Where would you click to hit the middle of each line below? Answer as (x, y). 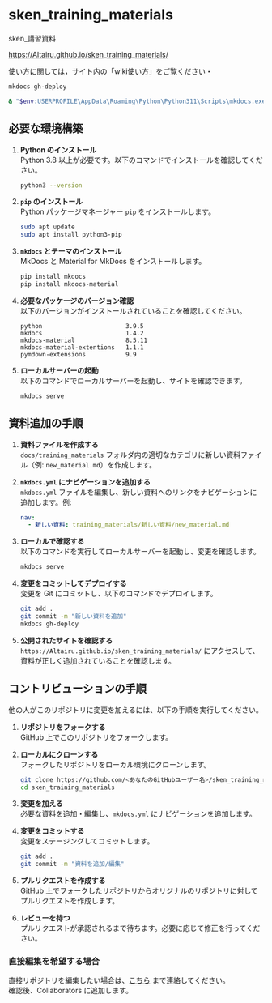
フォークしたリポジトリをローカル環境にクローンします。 (115, 764)
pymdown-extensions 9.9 (78, 354)
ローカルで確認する (52, 541)
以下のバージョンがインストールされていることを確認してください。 (133, 310)
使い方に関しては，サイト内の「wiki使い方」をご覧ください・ (110, 71)
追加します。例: (46, 502)
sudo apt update (47, 227)
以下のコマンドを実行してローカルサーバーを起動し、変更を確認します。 (140, 552)
